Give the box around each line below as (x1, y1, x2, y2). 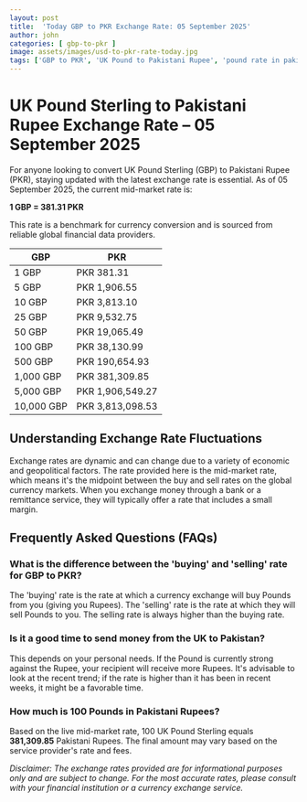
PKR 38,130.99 (76, 340, 143, 353)
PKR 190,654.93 (76, 355, 150, 368)
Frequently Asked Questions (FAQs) (9, 530, 218, 546)
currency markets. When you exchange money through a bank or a (9, 484, 262, 495)
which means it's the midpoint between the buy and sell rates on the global (9, 475, 292, 486)
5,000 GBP (14, 385, 62, 398)
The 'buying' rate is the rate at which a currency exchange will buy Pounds (9, 590, 291, 601)
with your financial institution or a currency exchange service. (9, 783, 244, 794)
